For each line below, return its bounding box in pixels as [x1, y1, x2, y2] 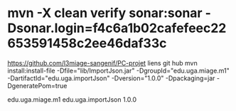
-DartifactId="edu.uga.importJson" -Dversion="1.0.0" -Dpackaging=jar [7, 73, 215, 83]
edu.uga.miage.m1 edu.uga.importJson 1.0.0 [7, 95, 137, 104]
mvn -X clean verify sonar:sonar [7, 5, 203, 21]
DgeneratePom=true [7, 81, 68, 90]
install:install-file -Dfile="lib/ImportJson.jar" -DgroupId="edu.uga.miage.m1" [7, 66, 230, 75]
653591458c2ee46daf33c [7, 36, 167, 51]
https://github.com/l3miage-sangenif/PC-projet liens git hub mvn [7, 58, 198, 67]
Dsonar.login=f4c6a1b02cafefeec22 [7, 20, 227, 36]
